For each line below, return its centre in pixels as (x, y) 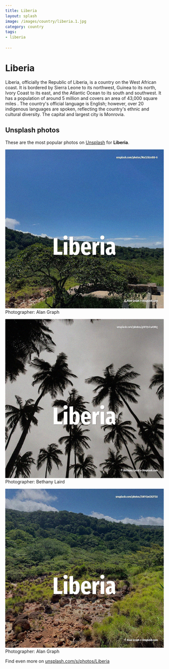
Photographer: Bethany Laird (35, 481)
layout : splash (21, 16)
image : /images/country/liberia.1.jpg (46, 21)
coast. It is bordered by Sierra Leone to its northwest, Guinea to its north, (81, 87)
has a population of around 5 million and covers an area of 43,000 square (81, 98)
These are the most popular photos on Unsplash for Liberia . (67, 142)
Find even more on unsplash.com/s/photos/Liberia (57, 661)
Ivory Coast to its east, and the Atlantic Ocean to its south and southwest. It (83, 93)
